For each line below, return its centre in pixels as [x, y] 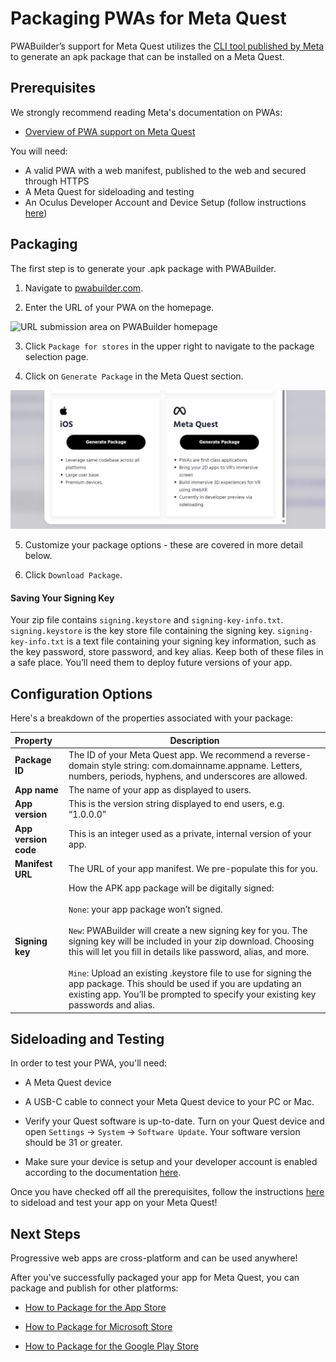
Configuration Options [81, 693]
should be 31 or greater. [73, 1143]
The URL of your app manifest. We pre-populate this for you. [193, 869]
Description [194, 740]
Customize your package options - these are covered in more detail [163, 545]
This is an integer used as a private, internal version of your [190, 834]
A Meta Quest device [68, 1083]
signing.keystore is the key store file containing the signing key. [142, 631]
